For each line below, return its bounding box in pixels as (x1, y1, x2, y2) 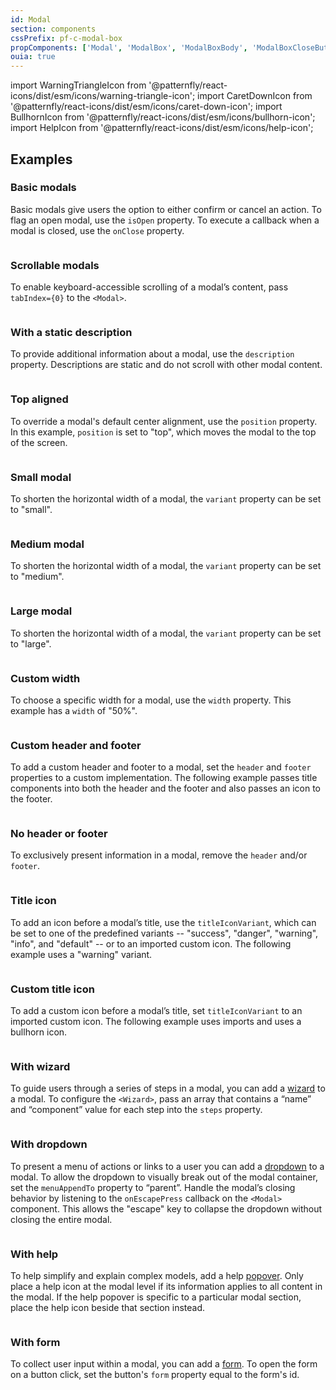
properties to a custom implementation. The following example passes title (10, 772, 318, 784)
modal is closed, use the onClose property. (10, 224, 185, 236)
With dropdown (10, 1137, 88, 1151)
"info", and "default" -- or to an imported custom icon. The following (10, 937, 292, 950)
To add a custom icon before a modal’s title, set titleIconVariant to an (10, 1005, 303, 1017)
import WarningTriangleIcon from (10, 79, 147, 91)
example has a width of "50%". (10, 704, 138, 716)
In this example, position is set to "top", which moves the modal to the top (10, 426, 317, 438)
